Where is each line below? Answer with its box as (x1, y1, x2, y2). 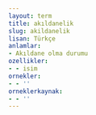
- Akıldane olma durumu (8, 49, 89, 57)
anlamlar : (8, 42, 42, 50)
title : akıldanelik (8, 19, 74, 28)
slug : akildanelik (8, 27, 70, 35)
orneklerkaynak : (8, 87, 63, 96)
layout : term (8, 11, 52, 20)
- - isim (8, 65, 38, 73)
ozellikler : (8, 57, 48, 66)
